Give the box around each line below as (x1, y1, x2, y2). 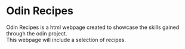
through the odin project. (6, 30, 67, 37)
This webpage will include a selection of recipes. (6, 36, 127, 43)
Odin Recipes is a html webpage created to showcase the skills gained (6, 24, 180, 31)
